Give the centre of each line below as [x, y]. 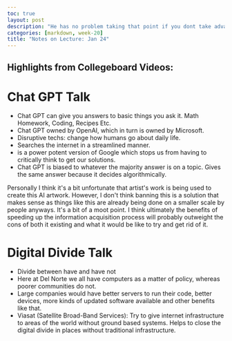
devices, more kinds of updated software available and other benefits [116, 301]
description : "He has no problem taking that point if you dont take [109, 26]
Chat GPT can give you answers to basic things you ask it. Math [108, 116]
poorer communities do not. [57, 286]
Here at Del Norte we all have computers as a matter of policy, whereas [118, 279]
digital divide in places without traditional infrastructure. [96, 330]
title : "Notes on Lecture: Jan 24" [58, 39]
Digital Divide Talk [60, 252]
